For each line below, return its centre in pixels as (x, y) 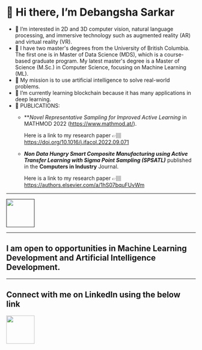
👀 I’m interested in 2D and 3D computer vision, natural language (94, 29)
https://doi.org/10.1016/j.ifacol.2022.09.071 (76, 142)
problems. (27, 86)
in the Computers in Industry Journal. (71, 166)
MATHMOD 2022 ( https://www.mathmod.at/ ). (80, 123)
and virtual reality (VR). (43, 41)
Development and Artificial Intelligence (81, 258)
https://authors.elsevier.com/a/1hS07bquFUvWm (84, 185)
